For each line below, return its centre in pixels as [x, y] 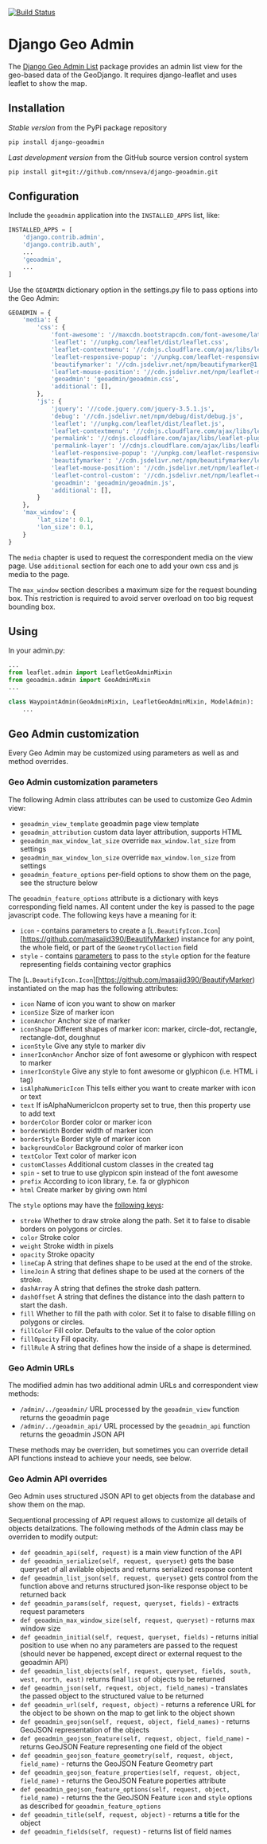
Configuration [44, 196]
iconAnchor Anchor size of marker [75, 1020]
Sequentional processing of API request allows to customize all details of [127, 1520]
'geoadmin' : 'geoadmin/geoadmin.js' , [113, 483]
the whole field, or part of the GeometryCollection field [109, 947]
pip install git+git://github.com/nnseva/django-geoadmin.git [113, 172]
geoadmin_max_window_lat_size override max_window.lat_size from [128, 840]
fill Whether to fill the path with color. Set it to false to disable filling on [137, 1313]
